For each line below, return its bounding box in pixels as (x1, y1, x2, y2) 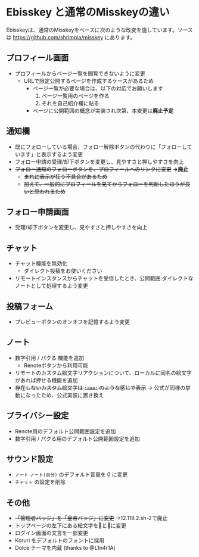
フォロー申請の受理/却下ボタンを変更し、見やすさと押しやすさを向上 (14, 158, 184, 165)
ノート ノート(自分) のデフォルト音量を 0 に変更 (14, 471, 128, 478)
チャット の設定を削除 (14, 478, 66, 486)
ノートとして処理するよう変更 (14, 282, 88, 290)
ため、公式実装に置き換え (41, 391, 104, 399)
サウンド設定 (6, 454, 54, 465)
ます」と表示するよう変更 (20, 150, 83, 158)
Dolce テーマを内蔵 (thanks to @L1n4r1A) (14, 544, 116, 552)
